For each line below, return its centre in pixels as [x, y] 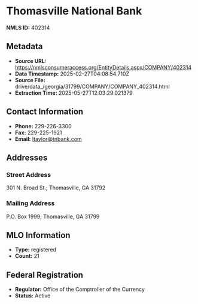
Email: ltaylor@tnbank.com [48, 139]
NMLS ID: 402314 [28, 28]
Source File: [30, 80]
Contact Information [45, 112]
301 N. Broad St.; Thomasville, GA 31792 [56, 188]
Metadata [25, 46]
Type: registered [36, 249]
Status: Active [33, 296]
